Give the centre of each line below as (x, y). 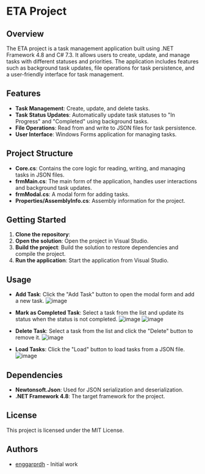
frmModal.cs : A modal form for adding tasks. (72, 194)
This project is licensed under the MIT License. (65, 430)
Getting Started (36, 220)
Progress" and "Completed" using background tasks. (82, 121)
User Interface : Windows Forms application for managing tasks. (96, 134)
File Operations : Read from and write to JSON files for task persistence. (106, 128)
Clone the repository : (43, 235)
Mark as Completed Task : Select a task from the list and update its (99, 313)
